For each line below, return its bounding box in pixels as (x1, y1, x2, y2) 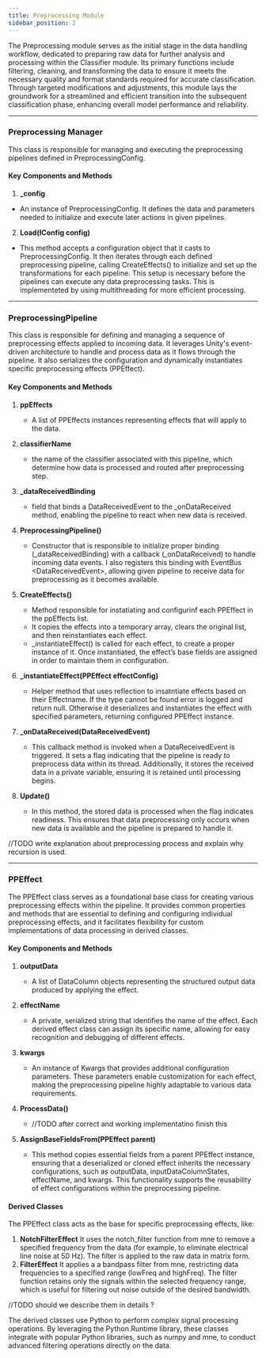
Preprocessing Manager (8, 127, 103, 138)
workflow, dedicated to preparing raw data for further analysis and (8, 49, 226, 59)
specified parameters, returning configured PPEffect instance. (31, 711, 234, 721)
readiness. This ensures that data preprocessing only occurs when (31, 814, 249, 824)
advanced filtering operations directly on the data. (8, 1341, 172, 1350)
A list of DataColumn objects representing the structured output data (31, 977, 256, 986)
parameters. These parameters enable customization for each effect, (31, 1072, 257, 1081)
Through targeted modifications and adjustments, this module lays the (8, 82, 237, 92)
